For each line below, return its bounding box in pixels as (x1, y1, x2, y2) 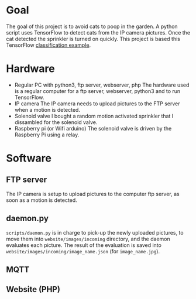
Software (6, 152, 51, 165)
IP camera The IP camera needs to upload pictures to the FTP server (14, 100, 180, 107)
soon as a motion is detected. (6, 197, 77, 204)
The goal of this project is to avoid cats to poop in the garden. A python (6, 23, 178, 30)
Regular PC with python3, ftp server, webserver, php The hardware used (14, 81, 190, 88)
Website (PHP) (6, 284, 60, 294)
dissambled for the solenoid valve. (14, 118, 98, 126)
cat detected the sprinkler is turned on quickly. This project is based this (6, 35, 180, 42)
